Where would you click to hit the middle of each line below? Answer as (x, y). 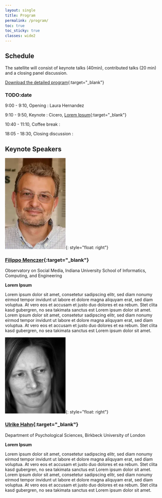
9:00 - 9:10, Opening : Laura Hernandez (45, 106)
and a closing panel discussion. (36, 73)
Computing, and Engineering (34, 276)
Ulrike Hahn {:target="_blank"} (42, 425)
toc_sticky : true (22, 31)
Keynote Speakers (33, 149)
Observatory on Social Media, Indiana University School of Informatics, (76, 271)
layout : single (20, 10)
